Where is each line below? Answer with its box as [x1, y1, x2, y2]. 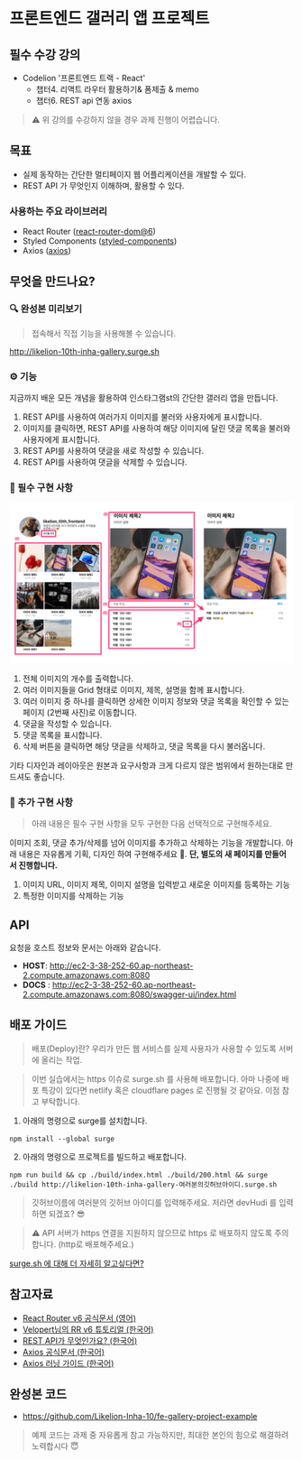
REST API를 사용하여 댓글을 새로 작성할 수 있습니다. [22, 446, 205, 457]
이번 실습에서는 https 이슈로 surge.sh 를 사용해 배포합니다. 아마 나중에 [31, 1073, 279, 1084]
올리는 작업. [41, 1054, 83, 1065]
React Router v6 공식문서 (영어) [22, 1312, 137, 1323]
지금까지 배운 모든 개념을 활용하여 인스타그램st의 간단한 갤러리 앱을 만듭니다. [9, 393, 279, 403]
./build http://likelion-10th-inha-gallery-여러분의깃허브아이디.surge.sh [9, 1179, 278, 1189]
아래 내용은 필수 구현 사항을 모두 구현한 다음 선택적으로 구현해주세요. [31, 818, 272, 829]
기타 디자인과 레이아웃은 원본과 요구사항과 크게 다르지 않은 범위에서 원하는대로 [9, 760, 284, 771]
